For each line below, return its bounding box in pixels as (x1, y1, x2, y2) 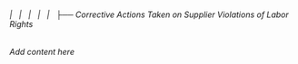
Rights (9, 18, 34, 29)
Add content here (9, 47, 75, 58)
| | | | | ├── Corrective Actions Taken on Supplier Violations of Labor (9, 9, 289, 20)
